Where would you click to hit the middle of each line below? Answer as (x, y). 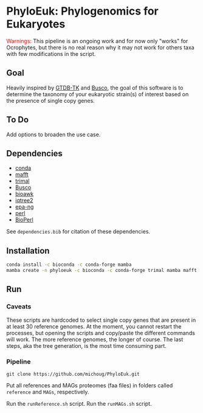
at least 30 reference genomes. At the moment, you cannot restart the (94, 326)
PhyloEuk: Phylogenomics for (83, 11)
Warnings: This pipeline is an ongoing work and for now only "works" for (97, 41)
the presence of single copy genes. (51, 100)
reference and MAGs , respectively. (48, 392)
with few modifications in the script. (51, 54)
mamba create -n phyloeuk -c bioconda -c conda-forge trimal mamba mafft (102, 271)
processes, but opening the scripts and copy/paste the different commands (101, 333)
